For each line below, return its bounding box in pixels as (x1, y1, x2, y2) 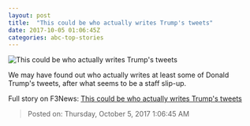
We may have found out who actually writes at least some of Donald (8, 70, 229, 80)
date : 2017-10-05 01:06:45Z (8, 26, 101, 34)
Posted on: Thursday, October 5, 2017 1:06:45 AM (27, 109, 190, 119)
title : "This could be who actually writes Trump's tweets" (8, 19, 214, 27)
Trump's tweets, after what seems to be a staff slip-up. (8, 79, 187, 88)
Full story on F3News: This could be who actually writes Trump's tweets (8, 94, 242, 103)
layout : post (8, 11, 51, 20)
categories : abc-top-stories (8, 33, 104, 42)
